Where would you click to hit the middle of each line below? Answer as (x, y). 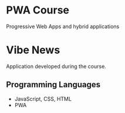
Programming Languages (53, 85)
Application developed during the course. (56, 66)
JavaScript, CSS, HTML (43, 99)
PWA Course (38, 10)
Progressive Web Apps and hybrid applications (63, 26)
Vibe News (33, 50)
